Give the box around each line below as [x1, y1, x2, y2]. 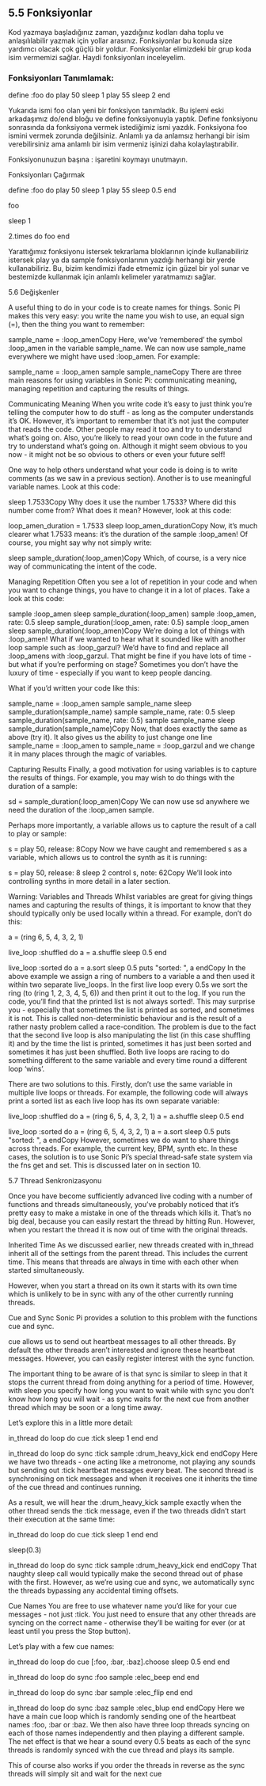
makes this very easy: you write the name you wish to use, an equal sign [8, 311, 245, 321]
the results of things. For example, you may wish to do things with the [8, 773, 235, 783]
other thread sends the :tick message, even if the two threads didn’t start [8, 1506, 246, 1516]
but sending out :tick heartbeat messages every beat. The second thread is [8, 1465, 254, 1476]
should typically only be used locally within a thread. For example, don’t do [8, 908, 252, 918]
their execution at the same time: [8, 1514, 116, 1524]
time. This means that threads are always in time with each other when [8, 1257, 239, 1266]
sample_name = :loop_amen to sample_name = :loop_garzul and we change [8, 741, 256, 751]
